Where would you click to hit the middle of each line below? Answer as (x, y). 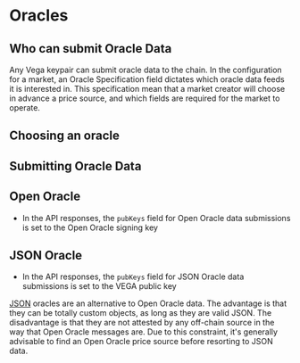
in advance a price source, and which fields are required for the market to (145, 98)
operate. (25, 107)
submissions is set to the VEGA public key (99, 286)
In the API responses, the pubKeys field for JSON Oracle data (133, 276)
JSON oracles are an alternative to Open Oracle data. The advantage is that (148, 303)
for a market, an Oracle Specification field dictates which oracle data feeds (147, 79)
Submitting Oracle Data (75, 166)
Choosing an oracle (65, 136)
